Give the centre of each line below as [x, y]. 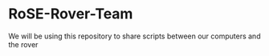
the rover [23, 44]
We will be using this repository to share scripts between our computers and [134, 36]
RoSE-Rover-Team [71, 14]
